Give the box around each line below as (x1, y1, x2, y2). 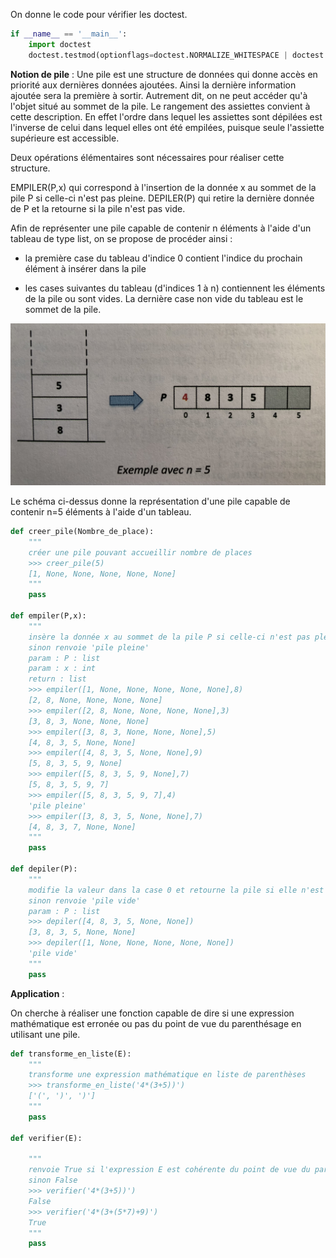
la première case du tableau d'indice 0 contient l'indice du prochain (24, 252, 303, 264)
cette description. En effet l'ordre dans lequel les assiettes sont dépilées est (10, 110, 323, 123)
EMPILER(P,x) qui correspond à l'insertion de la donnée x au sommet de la (10, 181, 317, 193)
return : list (28, 674, 87, 684)
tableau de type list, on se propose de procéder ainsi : (10, 232, 233, 244)
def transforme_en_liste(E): (10, 1049, 132, 1059)
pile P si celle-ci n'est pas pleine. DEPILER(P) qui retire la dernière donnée (10, 192, 315, 204)
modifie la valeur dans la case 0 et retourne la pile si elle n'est (28, 885, 325, 895)
